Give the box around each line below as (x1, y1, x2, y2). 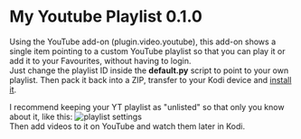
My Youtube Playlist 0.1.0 (9, 6, 203, 27)
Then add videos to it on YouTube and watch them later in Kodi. (9, 120, 246, 132)
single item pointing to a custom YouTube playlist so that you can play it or (9, 45, 286, 56)
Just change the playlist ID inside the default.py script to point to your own (9, 65, 289, 76)
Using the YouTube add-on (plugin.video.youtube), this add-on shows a (9, 36, 277, 47)
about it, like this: (9, 111, 73, 122)
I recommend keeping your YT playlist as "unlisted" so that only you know (9, 101, 285, 112)
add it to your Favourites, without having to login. (9, 55, 192, 66)
